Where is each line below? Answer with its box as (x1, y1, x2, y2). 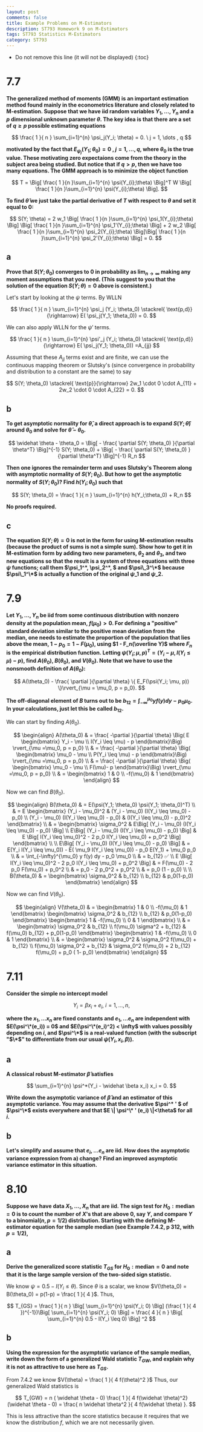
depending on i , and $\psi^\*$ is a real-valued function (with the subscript (6, 1029, 197, 1036)
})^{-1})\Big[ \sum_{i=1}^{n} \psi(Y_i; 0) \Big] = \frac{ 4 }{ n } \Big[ (20, 1309, 183, 1316)
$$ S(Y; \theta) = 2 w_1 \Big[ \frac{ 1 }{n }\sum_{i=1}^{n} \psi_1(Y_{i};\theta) (9, 215, 194, 222)
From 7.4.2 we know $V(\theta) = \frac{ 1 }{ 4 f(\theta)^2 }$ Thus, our (6, 1376, 178, 1384)
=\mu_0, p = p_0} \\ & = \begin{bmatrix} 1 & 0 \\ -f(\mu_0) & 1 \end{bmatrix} (8, 770, 195, 777)
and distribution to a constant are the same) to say (6, 368, 132, 375)
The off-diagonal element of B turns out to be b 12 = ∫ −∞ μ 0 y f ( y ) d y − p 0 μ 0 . (6, 696, 193, 706)
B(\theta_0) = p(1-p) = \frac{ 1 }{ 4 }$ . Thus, (6, 1290, 115, 1298)
